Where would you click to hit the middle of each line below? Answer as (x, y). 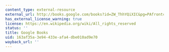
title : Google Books (27, 33)
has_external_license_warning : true (44, 19)
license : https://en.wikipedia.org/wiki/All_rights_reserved (71, 24)
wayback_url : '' (22, 42)
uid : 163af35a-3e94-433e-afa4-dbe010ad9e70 (52, 38)
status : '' (17, 28)
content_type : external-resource (40, 10)
